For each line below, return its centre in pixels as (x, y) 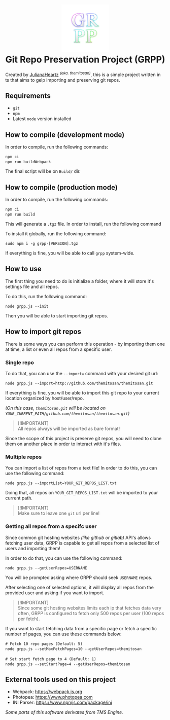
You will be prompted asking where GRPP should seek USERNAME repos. (79, 578)
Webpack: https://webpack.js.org (47, 692)
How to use (23, 269)
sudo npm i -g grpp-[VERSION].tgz (42, 244)
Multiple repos (24, 457)
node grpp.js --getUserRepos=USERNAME (46, 568)
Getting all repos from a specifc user (51, 526)
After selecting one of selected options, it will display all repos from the (79, 587)
